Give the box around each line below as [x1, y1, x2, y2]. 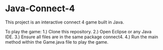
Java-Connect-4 [5, 3, 75, 14]
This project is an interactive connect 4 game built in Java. [5, 19, 124, 25]
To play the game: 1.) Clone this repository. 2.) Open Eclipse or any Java [5, 28, 152, 34]
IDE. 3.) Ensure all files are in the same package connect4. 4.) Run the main [5, 34, 159, 40]
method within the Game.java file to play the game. [5, 39, 109, 45]
